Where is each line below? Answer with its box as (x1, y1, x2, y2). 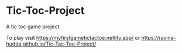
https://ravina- (141, 34, 177, 41)
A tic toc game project (6, 23, 60, 30)
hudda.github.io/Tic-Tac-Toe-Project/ (6, 40, 97, 47)
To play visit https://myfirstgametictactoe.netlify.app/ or (6, 34, 140, 41)
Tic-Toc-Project (6, 4, 85, 17)
